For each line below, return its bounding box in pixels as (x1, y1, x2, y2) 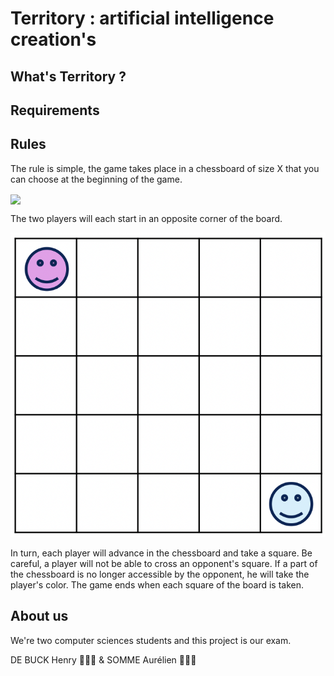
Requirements (10, 102, 100, 119)
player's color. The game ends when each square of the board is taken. (10, 579, 305, 591)
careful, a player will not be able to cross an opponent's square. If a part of (10, 558, 318, 569)
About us (10, 608, 69, 625)
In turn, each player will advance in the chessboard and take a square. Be (10, 547, 313, 559)
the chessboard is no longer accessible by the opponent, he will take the (10, 568, 310, 580)
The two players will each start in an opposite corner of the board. (10, 212, 283, 224)
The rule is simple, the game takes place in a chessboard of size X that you (10, 162, 320, 174)
